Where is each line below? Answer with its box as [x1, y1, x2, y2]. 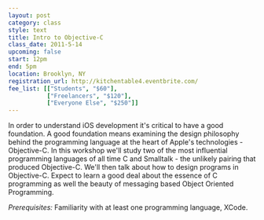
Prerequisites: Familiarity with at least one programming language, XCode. [8, 203, 248, 212]
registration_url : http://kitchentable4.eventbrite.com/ [8, 77, 199, 85]
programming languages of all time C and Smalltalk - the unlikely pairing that [8, 154, 256, 163]
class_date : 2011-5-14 [8, 41, 82, 49]
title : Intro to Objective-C [8, 33, 104, 42]
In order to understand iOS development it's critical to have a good [8, 121, 224, 130]
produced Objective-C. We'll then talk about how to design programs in [8, 163, 239, 172]
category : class [8, 19, 61, 27]
